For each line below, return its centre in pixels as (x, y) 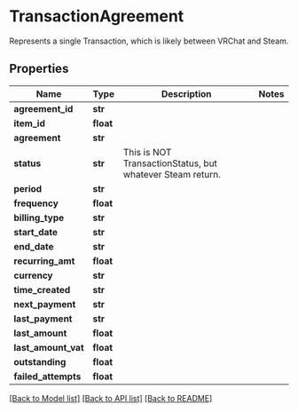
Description (186, 93)
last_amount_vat (49, 347)
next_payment (45, 304)
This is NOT (147, 152)
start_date (36, 232)
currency (33, 275)
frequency (36, 203)
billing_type (39, 218)
